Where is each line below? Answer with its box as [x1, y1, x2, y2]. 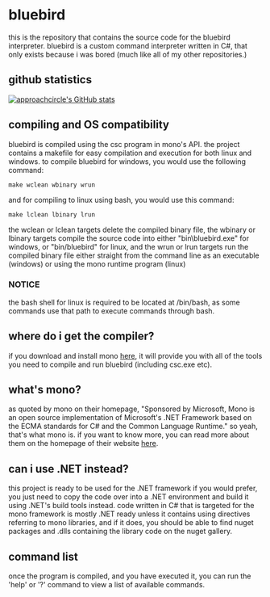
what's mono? [8, 383, 82, 397]
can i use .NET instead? [8, 462, 129, 476]
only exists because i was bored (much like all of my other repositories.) [8, 49, 247, 59]
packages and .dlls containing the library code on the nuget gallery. [8, 527, 232, 536]
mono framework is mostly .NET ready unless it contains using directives [8, 509, 251, 519]
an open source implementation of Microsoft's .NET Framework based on [8, 413, 252, 423]
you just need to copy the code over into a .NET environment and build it [8, 492, 249, 502]
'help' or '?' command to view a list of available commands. [8, 580, 206, 590]
